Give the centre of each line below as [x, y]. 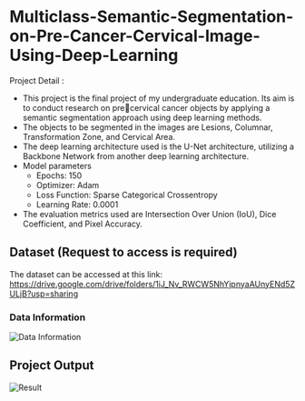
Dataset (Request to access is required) [123, 252]
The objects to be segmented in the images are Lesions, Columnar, [148, 127]
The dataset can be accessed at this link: [86, 274]
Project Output [52, 366]
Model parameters [57, 165]
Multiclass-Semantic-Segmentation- [152, 17]
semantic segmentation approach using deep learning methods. [142, 117]
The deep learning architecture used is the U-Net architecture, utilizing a [158, 146]
